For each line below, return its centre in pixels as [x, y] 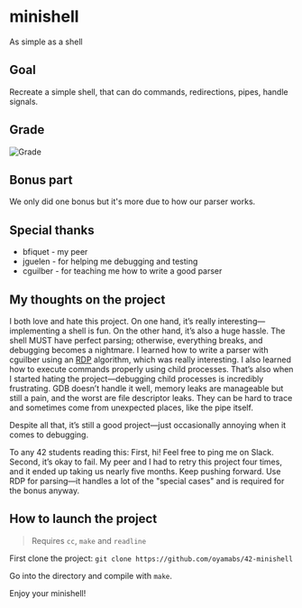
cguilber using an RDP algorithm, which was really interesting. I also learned [150, 360]
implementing [35, 331]
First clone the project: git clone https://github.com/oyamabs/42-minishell [151, 558]
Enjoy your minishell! [48, 593]
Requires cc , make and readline [89, 540]
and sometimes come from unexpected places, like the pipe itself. [132, 407]
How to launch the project [83, 519]
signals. [24, 101]
